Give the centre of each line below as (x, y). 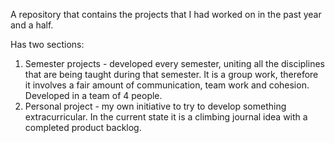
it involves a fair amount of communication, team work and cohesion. (167, 85)
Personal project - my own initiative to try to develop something (155, 106)
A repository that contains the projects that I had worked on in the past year (166, 14)
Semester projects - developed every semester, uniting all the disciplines (174, 63)
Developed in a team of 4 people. (93, 95)
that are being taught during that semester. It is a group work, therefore (171, 74)
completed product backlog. (83, 127)
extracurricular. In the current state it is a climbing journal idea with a (166, 117)
